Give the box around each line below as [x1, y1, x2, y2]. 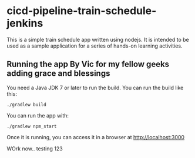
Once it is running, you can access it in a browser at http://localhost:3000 [6, 133, 184, 140]
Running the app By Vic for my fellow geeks [6, 59, 170, 69]
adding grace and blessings [6, 69, 110, 79]
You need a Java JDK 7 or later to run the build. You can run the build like [6, 84, 184, 91]
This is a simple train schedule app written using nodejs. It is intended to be [6, 36, 190, 43]
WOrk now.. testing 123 [6, 145, 63, 152]
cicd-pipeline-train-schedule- [6, 4, 157, 18]
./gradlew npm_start [6, 123, 58, 129]
